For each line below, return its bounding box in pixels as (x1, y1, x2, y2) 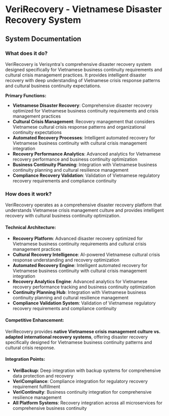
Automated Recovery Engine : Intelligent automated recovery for (12, 262, 148, 269)
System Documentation (5, 34, 81, 43)
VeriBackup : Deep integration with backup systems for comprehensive (12, 367, 161, 373)
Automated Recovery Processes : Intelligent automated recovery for (12, 134, 155, 140)
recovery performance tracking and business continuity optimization (12, 284, 156, 290)
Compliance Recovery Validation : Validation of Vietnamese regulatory (12, 172, 160, 178)
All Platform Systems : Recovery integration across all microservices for (12, 399, 163, 406)
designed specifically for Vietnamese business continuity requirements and (5, 66, 162, 72)
